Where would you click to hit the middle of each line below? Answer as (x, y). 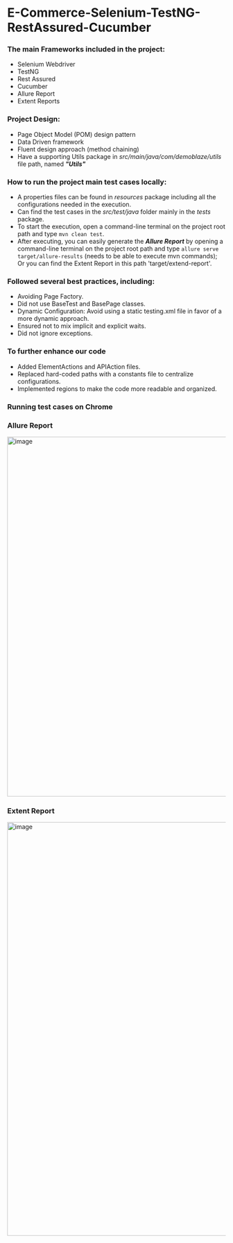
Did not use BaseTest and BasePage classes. (81, 304)
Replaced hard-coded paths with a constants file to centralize (105, 374)
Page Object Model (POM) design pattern (77, 134)
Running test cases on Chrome (60, 406)
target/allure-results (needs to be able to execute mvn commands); (117, 256)
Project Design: (34, 119)
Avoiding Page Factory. (50, 297)
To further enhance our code (57, 351)
